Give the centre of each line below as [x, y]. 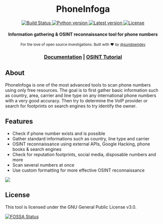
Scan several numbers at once [43, 165]
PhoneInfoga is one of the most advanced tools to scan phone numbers [78, 85]
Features [19, 121]
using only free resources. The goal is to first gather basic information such [82, 90]
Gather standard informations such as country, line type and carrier [81, 138]
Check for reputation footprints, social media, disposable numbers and [84, 154]
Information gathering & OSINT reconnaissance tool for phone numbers [83, 34]
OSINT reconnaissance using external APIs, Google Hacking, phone [81, 144]
